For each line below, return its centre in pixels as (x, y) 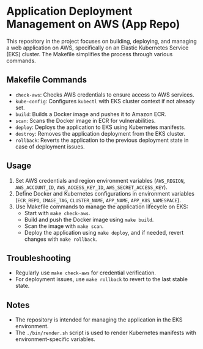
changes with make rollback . (61, 239)
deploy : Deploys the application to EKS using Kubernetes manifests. (100, 127)
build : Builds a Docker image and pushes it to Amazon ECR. (90, 114)
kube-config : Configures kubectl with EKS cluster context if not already (105, 101)
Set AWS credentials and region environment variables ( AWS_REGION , (100, 180)
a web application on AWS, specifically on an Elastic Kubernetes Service (98, 48)
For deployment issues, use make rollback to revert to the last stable (102, 279)
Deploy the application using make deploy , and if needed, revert (104, 232)
